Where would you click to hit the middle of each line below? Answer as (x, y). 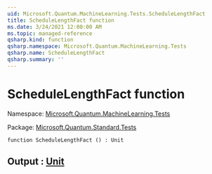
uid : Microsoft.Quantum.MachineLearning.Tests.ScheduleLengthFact (106, 14)
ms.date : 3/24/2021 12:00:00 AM (54, 27)
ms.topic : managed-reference (50, 33)
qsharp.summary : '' (36, 60)
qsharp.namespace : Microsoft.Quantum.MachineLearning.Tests (97, 46)
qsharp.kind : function (40, 40)
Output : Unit (36, 162)
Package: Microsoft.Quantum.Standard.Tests (72, 127)
